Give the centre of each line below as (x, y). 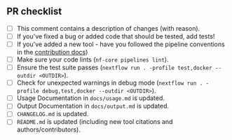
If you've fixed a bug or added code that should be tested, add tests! (116, 36)
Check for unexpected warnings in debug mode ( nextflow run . (110, 83)
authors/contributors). (49, 129)
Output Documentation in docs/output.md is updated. (93, 106)
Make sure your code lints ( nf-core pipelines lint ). (93, 59)
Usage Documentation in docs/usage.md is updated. (91, 98)
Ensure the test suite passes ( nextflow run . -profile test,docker (114, 68)
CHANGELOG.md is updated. (53, 114)
